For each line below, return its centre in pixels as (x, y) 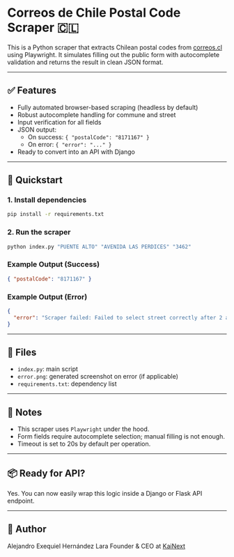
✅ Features (32, 91)
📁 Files (22, 352)
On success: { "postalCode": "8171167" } (88, 136)
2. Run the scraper (39, 233)
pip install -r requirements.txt (56, 214)
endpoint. (21, 501)
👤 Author (27, 529)
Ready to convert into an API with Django (76, 152)
